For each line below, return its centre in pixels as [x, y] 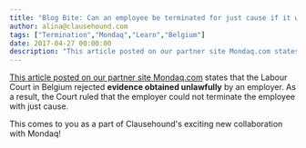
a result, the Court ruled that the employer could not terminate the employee [153, 97]
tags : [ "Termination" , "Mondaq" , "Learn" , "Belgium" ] [107, 35]
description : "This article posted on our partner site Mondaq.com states [154, 52]
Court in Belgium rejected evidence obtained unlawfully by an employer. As [153, 87]
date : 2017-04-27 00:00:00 [61, 43]
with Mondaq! [35, 133]
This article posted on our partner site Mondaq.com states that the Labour [148, 77]
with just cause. [39, 106]
